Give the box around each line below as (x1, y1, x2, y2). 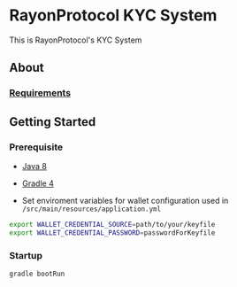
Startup (9, 249, 42, 261)
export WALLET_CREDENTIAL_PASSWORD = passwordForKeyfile (9, 228, 216, 237)
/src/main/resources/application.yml (21, 205, 162, 213)
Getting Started (9, 114, 96, 129)
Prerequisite (9, 141, 64, 153)
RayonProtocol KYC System (9, 5, 218, 26)
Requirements (9, 87, 72, 99)
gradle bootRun (9, 269, 65, 278)
